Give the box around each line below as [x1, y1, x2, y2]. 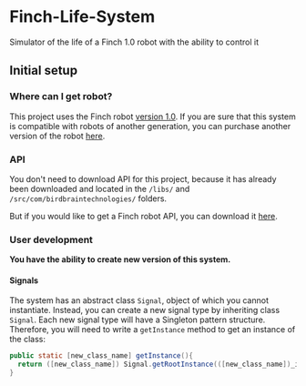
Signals [9, 275, 39, 286]
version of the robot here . [9, 130, 106, 141]
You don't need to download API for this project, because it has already [9, 173, 277, 184]
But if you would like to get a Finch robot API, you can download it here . [9, 210, 278, 221]
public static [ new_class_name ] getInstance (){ [9, 351, 194, 361]
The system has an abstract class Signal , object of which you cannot [9, 295, 269, 306]
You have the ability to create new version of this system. [9, 254, 231, 265]
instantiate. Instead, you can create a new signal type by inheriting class [9, 305, 280, 316]
